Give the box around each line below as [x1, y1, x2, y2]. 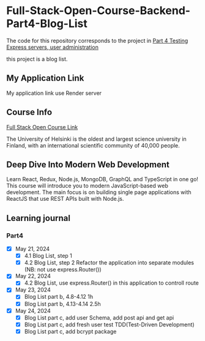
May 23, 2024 [15, 286, 51, 294]
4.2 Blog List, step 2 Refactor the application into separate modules [24, 259, 195, 266]
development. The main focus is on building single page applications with [6, 189, 192, 196]
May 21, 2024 [15, 245, 50, 253]
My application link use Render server [6, 89, 102, 97]
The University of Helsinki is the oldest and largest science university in [6, 135, 187, 143]
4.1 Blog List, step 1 [24, 252, 72, 260]
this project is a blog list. [6, 55, 68, 62]
